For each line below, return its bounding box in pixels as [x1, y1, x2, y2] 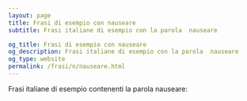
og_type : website [8, 55, 66, 63]
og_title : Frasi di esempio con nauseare [8, 40, 147, 48]
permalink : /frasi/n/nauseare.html [8, 62, 126, 71]
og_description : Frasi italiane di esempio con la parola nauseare [8, 48, 239, 56]
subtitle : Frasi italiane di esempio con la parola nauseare [8, 26, 218, 34]
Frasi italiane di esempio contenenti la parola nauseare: [8, 84, 188, 93]
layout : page [8, 11, 51, 20]
